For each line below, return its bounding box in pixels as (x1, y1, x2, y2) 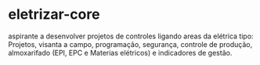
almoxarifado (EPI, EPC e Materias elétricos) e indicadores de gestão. (8, 48, 233, 57)
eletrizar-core (8, 5, 100, 23)
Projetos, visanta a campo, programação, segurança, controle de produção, (8, 39, 253, 49)
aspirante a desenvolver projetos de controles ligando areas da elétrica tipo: (8, 31, 254, 41)
